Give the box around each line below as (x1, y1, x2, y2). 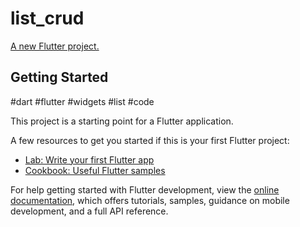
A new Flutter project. (10, 40, 100, 52)
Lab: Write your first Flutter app (24, 153, 155, 166)
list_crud (10, 7, 85, 30)
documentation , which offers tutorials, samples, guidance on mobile (10, 194, 290, 206)
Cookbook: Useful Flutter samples (24, 164, 166, 176)
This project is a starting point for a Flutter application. (10, 115, 234, 127)
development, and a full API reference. (10, 205, 169, 217)
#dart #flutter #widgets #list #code (10, 95, 155, 107)
